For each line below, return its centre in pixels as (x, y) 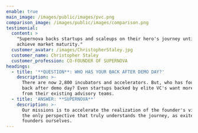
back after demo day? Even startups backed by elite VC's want (101, 88)
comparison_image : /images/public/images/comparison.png (77, 22)
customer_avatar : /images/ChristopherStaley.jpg (72, 50)
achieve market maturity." (50, 45)
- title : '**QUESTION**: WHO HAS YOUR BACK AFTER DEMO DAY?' (88, 72)
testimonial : (22, 28)
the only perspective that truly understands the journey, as (100, 115)
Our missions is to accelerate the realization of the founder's (103, 110)
